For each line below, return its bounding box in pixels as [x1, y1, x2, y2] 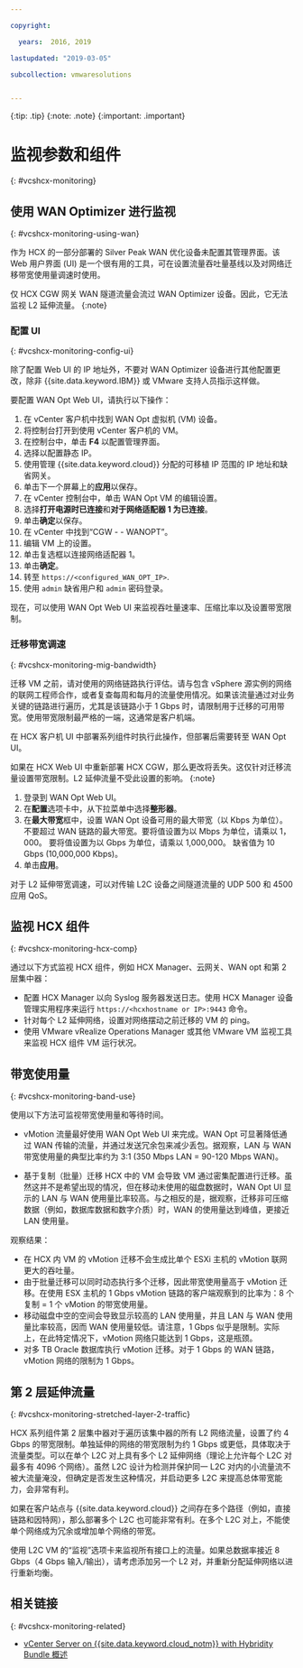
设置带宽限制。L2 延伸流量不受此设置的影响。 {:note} [17, 772, 216, 783]
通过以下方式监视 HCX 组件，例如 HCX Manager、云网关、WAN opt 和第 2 [10, 962, 287, 972]
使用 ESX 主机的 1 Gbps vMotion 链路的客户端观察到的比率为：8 [47, 1287, 285, 1299]
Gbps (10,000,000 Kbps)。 [23, 848, 123, 859]
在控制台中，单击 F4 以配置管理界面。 [23, 437, 165, 447]
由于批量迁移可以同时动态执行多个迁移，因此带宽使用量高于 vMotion [23, 1276, 278, 1287]
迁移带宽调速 [10, 638, 67, 650]
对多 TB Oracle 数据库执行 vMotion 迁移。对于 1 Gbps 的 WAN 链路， [23, 1344, 280, 1355]
